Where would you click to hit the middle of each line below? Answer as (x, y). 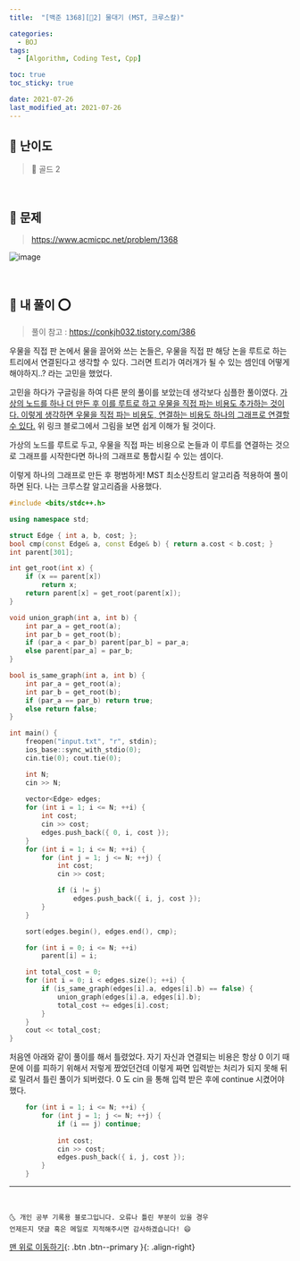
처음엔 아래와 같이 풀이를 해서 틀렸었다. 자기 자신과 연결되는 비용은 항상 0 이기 (145, 1057)
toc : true (28, 75)
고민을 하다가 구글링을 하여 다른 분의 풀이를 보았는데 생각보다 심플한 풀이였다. (144, 392)
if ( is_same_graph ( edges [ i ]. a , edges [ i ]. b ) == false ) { (147, 989)
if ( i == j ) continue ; (99, 1124)
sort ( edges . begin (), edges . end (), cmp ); (101, 932)
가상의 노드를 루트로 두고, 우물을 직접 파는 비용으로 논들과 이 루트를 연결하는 (142, 445)
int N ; (37, 774)
